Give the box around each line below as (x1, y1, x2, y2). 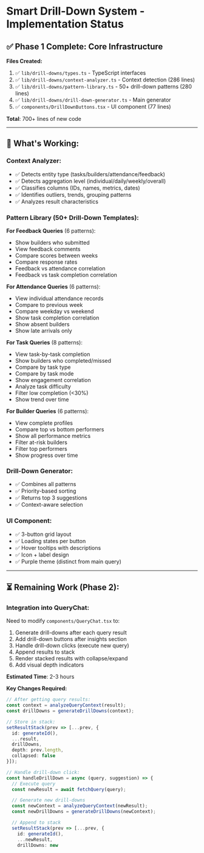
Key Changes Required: (6, 685, 67, 692)
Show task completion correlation (15, 314, 100, 321)
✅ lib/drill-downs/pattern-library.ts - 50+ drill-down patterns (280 (15, 83, 192, 90)
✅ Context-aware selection (15, 501, 83, 509)
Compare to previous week (15, 301, 83, 308)
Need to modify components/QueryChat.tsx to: (6, 617, 120, 625)
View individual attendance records (15, 295, 104, 302)
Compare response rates (15, 258, 78, 265)
